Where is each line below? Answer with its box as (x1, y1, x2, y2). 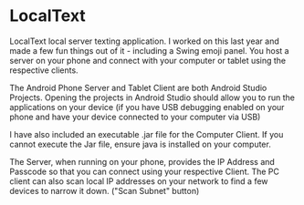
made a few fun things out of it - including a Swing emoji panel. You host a (9, 45, 289, 56)
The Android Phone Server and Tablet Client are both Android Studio (9, 82, 267, 93)
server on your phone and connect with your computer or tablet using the (9, 55, 287, 66)
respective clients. (9, 65, 79, 76)
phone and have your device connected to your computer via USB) (9, 111, 261, 122)
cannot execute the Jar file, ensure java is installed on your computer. (9, 138, 271, 149)
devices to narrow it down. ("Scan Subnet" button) (9, 185, 200, 196)
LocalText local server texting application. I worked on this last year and (9, 36, 280, 46)
